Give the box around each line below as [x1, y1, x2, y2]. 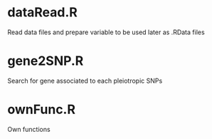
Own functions [7, 125, 51, 133]
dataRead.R [7, 4, 78, 21]
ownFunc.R [7, 101, 76, 118]
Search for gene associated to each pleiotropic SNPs [7, 76, 163, 85]
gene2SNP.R [7, 53, 84, 69]
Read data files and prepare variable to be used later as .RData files [7, 28, 205, 36]
